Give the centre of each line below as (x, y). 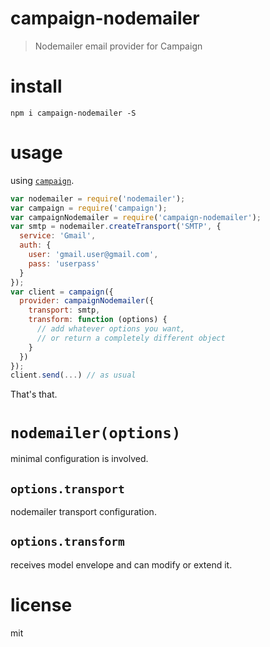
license (41, 605)
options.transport (67, 489)
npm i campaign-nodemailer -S (73, 113)
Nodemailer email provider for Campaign (118, 46)
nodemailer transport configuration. (83, 512)
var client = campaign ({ (62, 292)
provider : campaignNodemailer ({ (87, 301)
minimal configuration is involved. (79, 459)
